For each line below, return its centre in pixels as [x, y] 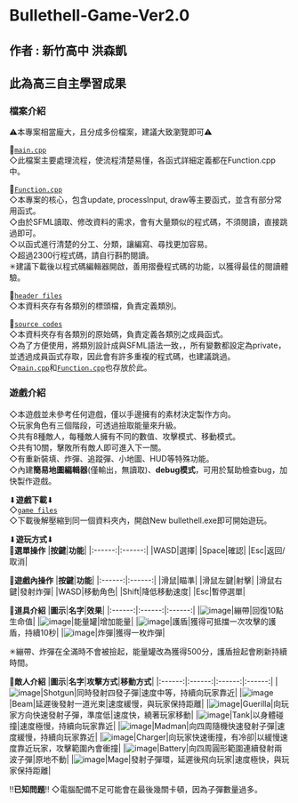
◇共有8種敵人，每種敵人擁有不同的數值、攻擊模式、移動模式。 [125, 436]
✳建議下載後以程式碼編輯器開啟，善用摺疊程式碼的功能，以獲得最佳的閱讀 [145, 267]
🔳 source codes [36, 324]
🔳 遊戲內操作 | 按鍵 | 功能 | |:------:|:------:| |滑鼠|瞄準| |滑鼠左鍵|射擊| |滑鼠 [142, 580]
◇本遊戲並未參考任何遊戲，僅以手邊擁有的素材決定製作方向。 [122, 414]
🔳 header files [36, 295]
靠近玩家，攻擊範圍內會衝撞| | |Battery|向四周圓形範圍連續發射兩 [149, 748]
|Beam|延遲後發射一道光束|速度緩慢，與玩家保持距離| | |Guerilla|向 [145, 703]
